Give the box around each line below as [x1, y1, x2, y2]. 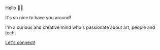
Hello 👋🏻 [5, 5, 24, 11]
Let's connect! [5, 39, 36, 45]
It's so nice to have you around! [5, 15, 71, 20]
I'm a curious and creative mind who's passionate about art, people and [5, 24, 155, 30]
